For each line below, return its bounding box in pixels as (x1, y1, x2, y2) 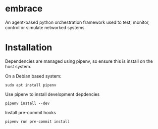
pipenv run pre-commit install (5, 119, 70, 124)
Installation (5, 42, 53, 53)
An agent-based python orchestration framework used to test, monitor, (5, 19, 150, 25)
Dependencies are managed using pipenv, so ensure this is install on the (5, 58, 153, 64)
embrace (5, 3, 43, 14)
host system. (5, 63, 32, 69)
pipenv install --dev (5, 101, 50, 106)
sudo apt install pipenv (5, 83, 56, 87)
